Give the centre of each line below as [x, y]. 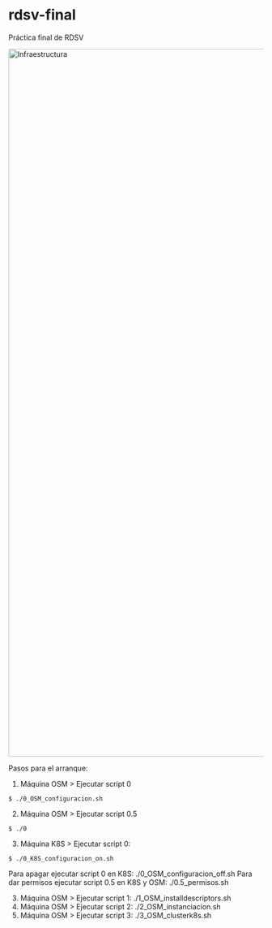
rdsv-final [42, 15]
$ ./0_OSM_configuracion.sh [56, 799]
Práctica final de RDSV [46, 37]
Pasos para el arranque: [48, 768]
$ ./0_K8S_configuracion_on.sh [61, 858]
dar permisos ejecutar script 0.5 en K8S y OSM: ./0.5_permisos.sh [119, 882]
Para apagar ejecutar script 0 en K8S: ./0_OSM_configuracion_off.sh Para [130, 874]
